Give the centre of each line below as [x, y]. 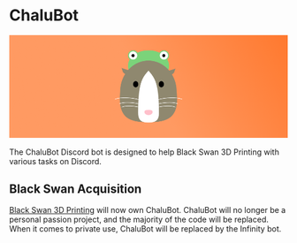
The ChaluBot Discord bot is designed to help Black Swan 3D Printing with [145, 152]
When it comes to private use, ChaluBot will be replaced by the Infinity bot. [145, 229]
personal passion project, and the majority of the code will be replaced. [139, 220]
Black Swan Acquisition [76, 189]
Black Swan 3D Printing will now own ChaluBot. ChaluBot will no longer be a [148, 210]
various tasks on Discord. [55, 161]
